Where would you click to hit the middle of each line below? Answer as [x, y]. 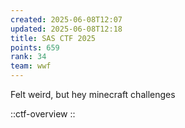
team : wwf [31, 66]
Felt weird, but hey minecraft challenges [93, 94]
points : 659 [35, 47]
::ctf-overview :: [43, 114]
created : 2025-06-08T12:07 [66, 19]
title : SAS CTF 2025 [53, 38]
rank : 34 [28, 57]
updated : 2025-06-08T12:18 [66, 29]
